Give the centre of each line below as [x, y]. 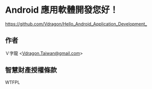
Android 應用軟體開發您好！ [62, 10]
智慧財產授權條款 [31, 70]
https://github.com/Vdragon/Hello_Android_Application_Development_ [76, 24]
